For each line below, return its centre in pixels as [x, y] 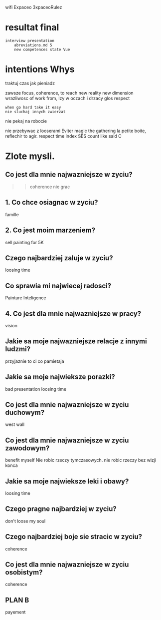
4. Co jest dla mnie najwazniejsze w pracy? [73, 314]
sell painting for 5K [24, 242]
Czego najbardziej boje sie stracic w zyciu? [74, 537]
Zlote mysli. [30, 156]
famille [12, 214]
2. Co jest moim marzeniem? [50, 230]
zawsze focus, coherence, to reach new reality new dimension [69, 93]
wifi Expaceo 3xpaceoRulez [34, 7]
